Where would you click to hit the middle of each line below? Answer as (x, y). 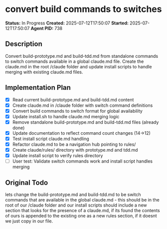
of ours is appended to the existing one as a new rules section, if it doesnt (81, 216)
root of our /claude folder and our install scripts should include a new (76, 205)
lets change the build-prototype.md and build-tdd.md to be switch (73, 195)
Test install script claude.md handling (51, 139)
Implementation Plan (38, 88)
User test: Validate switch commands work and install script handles (83, 161)
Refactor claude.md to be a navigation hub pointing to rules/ (74, 144)
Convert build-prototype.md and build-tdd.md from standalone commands (82, 56)
